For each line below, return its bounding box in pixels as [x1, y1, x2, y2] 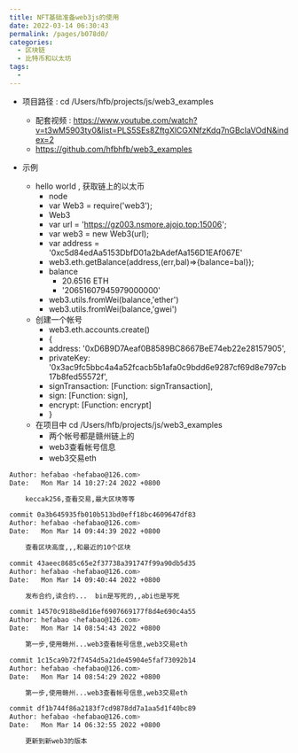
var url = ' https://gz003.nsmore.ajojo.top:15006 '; [48, 219, 227, 229]
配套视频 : [35, 114, 72, 125]
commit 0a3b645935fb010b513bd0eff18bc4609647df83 [9, 510, 197, 519]
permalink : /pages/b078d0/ [9, 29, 109, 38]
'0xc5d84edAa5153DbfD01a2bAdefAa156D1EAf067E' [48, 247, 243, 258]
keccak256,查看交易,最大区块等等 [25, 494, 136, 503]
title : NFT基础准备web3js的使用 [9, 12, 120, 22]
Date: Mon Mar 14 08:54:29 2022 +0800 [9, 672, 161, 681]
